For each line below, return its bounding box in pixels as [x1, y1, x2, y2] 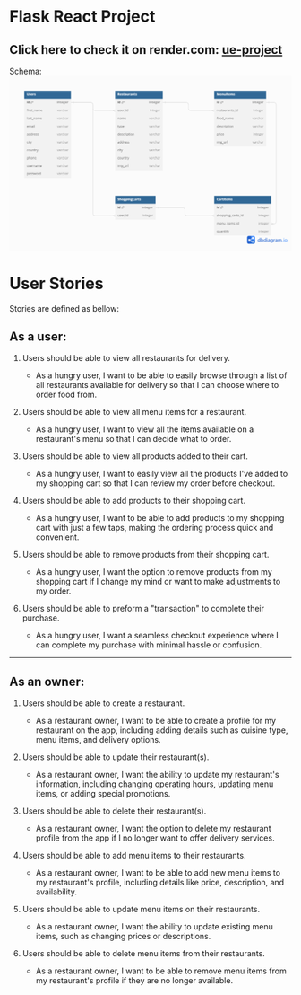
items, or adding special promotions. [35, 788, 171, 799]
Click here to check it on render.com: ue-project [9, 42, 283, 57]
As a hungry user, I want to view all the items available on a [35, 424, 254, 435]
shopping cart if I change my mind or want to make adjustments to [35, 577, 281, 587]
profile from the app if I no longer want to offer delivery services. [35, 832, 275, 843]
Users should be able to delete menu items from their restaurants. [21, 948, 266, 959]
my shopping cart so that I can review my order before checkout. [35, 478, 276, 489]
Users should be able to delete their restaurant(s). [21, 806, 207, 816]
